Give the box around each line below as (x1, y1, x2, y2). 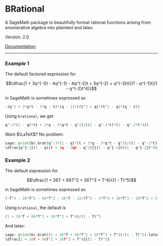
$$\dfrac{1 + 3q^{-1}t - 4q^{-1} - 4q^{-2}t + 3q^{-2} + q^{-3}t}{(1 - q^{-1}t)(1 (5, 81, 158, 86)
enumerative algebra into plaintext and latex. (5, 24, 94, 30)
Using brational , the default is (5, 205, 66, 211)
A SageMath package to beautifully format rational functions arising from (5, 19, 151, 25)
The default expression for (5, 168, 58, 174)
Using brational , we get (5, 113, 54, 119)
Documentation (5, 43, 36, 49)
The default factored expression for (5, 71, 76, 77)
